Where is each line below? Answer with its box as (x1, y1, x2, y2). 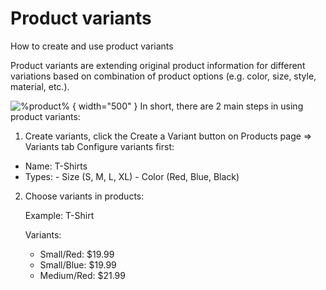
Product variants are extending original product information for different (10, 59, 306, 71)
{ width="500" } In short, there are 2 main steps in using (71, 100, 304, 112)
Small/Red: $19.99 (39, 248, 115, 260)
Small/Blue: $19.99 (39, 258, 117, 271)
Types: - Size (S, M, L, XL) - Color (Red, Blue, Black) (24, 170, 240, 182)
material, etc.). (10, 80, 70, 92)
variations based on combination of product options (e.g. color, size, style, (10, 70, 317, 82)
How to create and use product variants (10, 40, 174, 52)
